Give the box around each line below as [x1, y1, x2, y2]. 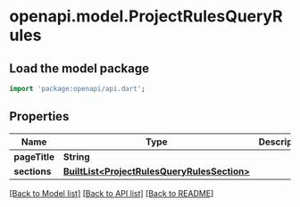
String [62, 150, 91, 162]
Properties [9, 109, 70, 124]
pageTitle [13, 150, 55, 162]
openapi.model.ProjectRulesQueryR [9, 6, 283, 27]
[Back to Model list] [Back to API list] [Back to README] [9, 187, 214, 198]
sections [13, 165, 52, 178]
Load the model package [9, 61, 150, 76]
